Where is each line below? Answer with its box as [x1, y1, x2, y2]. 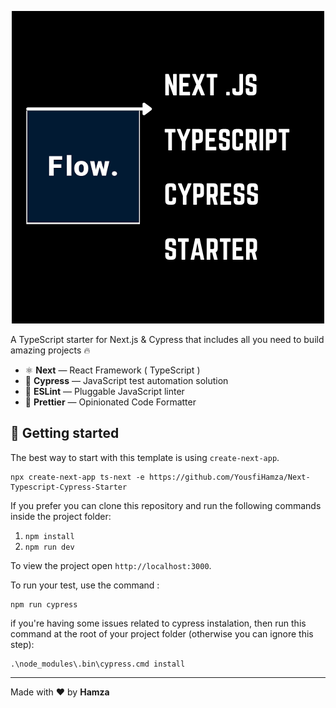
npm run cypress [10, 599, 78, 610]
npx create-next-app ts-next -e [10, 472, 145, 482]
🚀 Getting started [10, 425, 120, 442]
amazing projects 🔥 [10, 344, 91, 356]
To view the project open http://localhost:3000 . [10, 559, 212, 571]
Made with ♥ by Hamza [10, 686, 110, 698]
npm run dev [24, 542, 75, 552]
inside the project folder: [10, 510, 112, 522]
